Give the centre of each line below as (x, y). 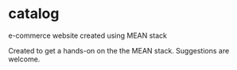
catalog (34, 14)
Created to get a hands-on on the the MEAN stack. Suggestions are (119, 50)
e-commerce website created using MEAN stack (88, 35)
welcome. (24, 59)
